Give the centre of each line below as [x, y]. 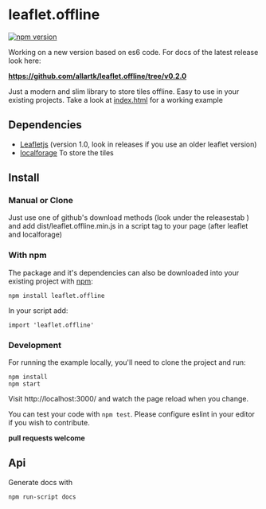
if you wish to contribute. [49, 423]
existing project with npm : [51, 281]
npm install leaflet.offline [57, 296]
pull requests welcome [47, 438]
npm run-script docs [43, 497]
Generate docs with [41, 482]
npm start [25, 384]
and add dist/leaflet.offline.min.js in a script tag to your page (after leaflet [128, 226]
